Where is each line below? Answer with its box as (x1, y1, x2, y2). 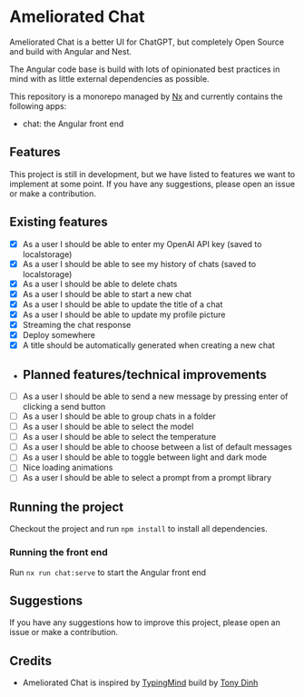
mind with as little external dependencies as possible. (9, 73, 211, 84)
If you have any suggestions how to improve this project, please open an (9, 617, 281, 628)
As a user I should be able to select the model (22, 421, 194, 433)
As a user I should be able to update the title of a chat (22, 298, 223, 310)
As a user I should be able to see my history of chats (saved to (22, 258, 257, 269)
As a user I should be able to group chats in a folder (22, 411, 216, 422)
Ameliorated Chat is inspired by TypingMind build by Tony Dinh (22, 677, 259, 688)
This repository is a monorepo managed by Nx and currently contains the (9, 91, 283, 102)
